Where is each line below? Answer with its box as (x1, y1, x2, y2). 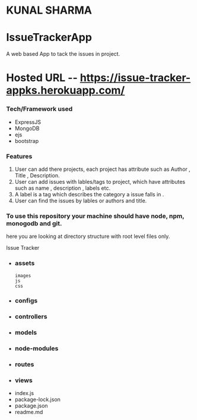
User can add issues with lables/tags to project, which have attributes (14, 178, 186, 185)
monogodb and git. (6, 219, 62, 227)
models (14, 329, 37, 337)
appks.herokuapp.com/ (6, 84, 125, 97)
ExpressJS (14, 118, 42, 125)
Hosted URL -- (6, 71, 78, 85)
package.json (14, 402, 49, 409)
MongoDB (14, 125, 40, 132)
